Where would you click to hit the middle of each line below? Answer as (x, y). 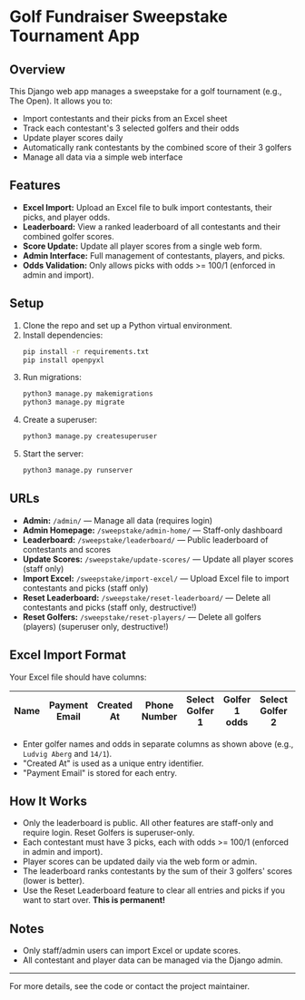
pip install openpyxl (63, 360)
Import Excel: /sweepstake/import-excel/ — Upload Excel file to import (156, 578)
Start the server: (53, 454)
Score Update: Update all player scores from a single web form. (142, 246)
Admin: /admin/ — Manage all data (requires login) (118, 520)
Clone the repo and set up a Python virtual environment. (128, 325)
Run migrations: (52, 377)
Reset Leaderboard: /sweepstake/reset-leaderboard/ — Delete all (146, 597)
